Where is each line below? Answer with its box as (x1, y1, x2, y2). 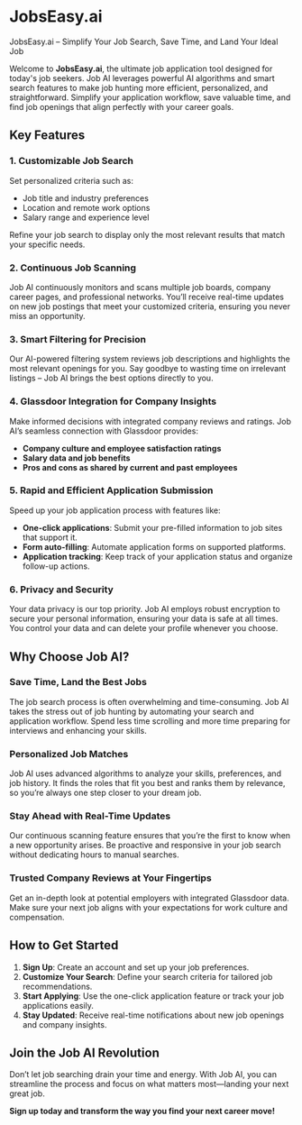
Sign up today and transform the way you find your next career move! (9, 1106, 275, 1117)
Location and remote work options (22, 202, 151, 213)
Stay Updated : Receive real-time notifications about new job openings (22, 1010, 285, 1020)
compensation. (9, 911, 65, 922)
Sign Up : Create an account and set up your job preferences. (22, 962, 250, 973)
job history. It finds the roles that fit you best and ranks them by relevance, (9, 778, 286, 789)
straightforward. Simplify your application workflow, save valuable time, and (9, 92, 291, 103)
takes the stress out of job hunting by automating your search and (9, 706, 254, 717)
